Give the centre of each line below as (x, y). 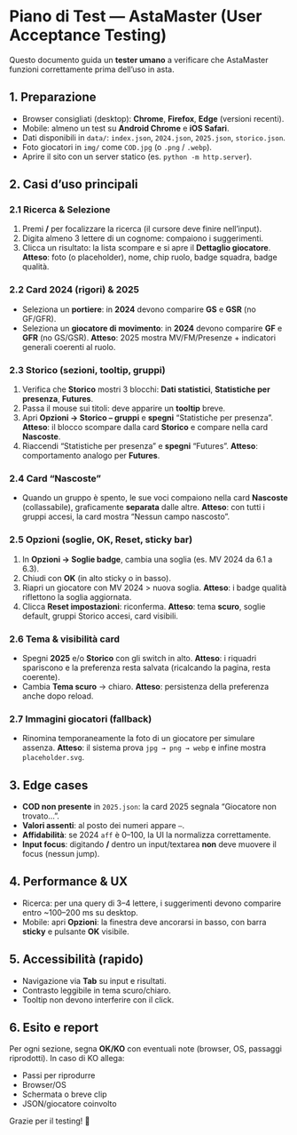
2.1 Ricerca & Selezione (60, 210)
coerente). (41, 676)
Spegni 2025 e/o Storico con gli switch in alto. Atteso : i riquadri (139, 658)
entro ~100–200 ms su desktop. (80, 912)
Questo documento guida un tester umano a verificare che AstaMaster (139, 60)
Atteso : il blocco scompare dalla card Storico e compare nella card (145, 428)
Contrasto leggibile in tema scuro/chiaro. (96, 990)
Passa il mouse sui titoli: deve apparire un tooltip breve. (124, 408)
